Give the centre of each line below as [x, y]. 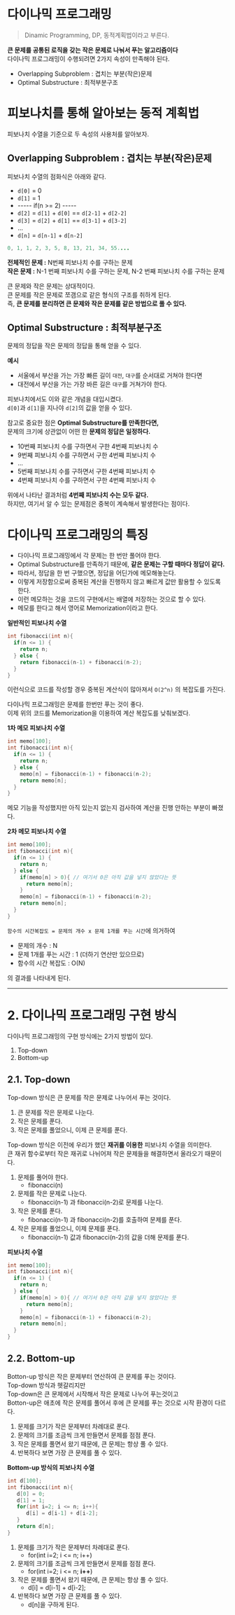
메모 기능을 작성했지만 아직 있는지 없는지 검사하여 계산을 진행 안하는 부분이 [109, 808]
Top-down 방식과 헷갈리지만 [47, 1385]
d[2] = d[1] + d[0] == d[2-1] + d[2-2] [72, 213]
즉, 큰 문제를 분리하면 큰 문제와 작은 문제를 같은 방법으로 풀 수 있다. [97, 303]
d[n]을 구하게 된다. [53, 1604]
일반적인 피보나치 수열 [37, 623]
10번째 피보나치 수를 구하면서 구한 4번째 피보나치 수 [88, 446]
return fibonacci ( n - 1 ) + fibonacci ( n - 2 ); [81, 662]
